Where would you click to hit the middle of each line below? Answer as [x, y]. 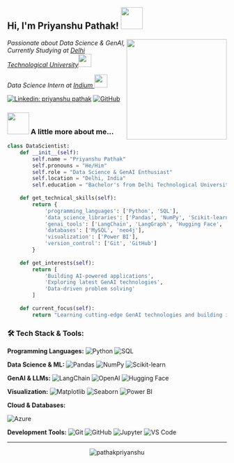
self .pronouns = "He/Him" [70, 166]
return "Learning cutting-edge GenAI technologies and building [127, 315]
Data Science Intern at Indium [50, 85]
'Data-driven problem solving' [90, 289]
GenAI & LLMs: [29, 379]
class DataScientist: [39, 146]
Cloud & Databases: [37, 405]
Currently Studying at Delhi [46, 50]
